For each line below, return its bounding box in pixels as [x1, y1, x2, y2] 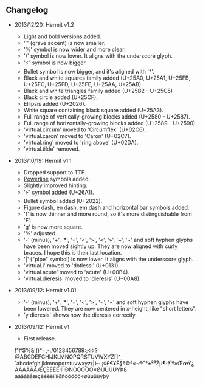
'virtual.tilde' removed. [23, 145, 80, 153]
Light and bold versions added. [23, 33, 101, 40]
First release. [23, 334, 57, 342]
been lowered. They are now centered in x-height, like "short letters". [23, 305, 197, 312]
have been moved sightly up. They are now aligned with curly [23, 243, 178, 250]
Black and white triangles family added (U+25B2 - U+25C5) [23, 87, 173, 94]
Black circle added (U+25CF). [23, 94, 98, 101]
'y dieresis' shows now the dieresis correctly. [23, 311, 137, 319]
